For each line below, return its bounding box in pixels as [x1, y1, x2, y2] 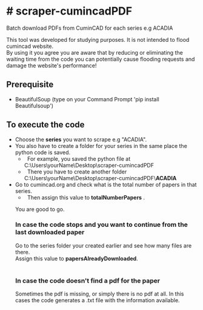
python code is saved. [15, 149, 71, 156]
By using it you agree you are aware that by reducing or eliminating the [6, 49, 183, 56]
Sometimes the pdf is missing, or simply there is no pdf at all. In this [15, 290, 184, 298]
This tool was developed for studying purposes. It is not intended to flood [6, 36, 190, 43]
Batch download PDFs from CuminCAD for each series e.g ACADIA [6, 24, 173, 32]
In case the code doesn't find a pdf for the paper [15, 276, 161, 285]
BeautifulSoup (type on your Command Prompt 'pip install [15, 95, 159, 103]
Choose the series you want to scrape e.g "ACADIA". [15, 135, 147, 143]
